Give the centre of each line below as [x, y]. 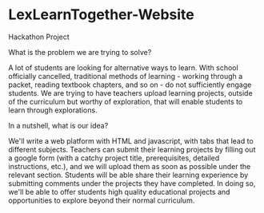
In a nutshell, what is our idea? [58, 125]
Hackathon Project [39, 37]
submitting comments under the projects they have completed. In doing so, [132, 183]
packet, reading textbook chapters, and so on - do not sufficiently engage [130, 85]
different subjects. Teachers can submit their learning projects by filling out [132, 149]
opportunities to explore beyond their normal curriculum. [102, 200]
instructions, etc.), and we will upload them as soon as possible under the [130, 166]
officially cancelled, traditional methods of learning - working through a [126, 76]
